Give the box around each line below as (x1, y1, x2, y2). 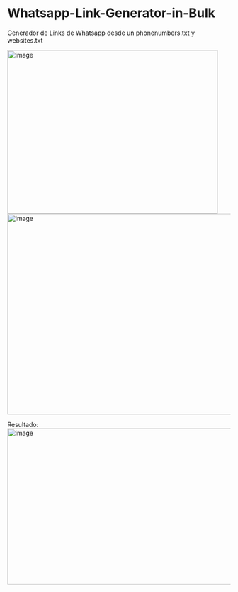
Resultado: (7, 420, 39, 429)
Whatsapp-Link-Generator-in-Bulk (7, 5, 216, 21)
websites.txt (7, 36, 43, 44)
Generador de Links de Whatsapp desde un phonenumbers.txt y (7, 28, 195, 37)
